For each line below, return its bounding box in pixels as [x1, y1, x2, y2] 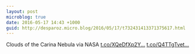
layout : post [6, 8, 38, 15]
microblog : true [6, 14, 46, 20]
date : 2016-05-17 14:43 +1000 [6, 19, 81, 25]
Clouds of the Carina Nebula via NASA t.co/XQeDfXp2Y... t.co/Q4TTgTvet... [6, 41, 190, 48]
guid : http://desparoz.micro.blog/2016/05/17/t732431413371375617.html [6, 25, 186, 31]
